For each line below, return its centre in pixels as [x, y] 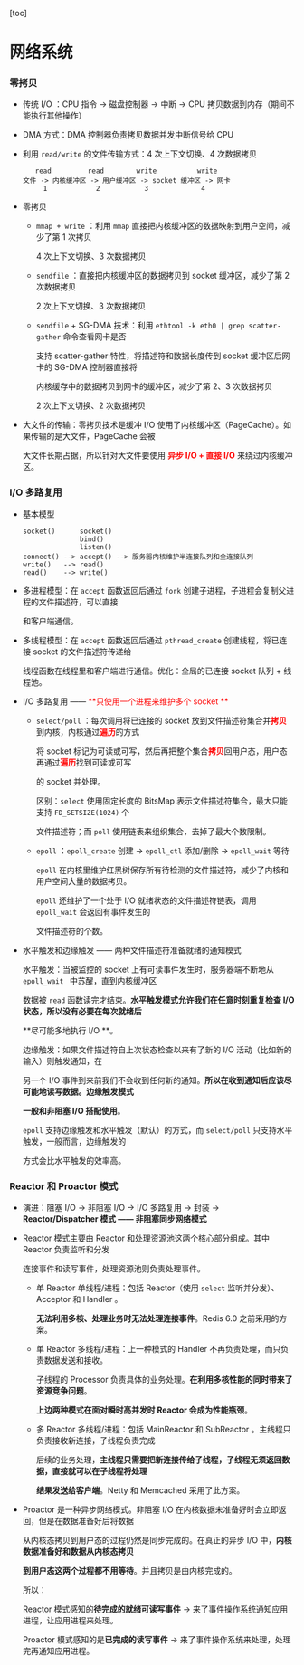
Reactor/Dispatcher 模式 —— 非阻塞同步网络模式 [114, 1219]
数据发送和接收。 [76, 1360]
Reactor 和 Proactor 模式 [64, 1186]
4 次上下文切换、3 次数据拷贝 [91, 256]
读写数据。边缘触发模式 [90, 1091]
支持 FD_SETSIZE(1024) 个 [83, 812]
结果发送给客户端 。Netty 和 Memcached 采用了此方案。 [140, 1490]
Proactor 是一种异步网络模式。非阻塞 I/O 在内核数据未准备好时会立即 [150, 1509]
